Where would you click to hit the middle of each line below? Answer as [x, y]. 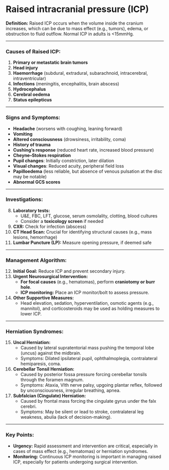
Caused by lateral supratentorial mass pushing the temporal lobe [87, 348]
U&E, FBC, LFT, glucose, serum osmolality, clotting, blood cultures [89, 216]
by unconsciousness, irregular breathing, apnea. [70, 391]
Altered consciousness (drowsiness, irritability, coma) [69, 139]
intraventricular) [30, 78]
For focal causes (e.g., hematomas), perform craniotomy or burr [88, 282]
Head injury [25, 68]
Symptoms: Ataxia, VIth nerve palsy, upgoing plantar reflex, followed [91, 385]
